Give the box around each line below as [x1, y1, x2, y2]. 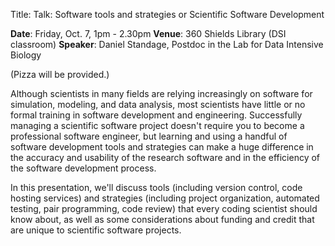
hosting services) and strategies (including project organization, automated [10, 192, 320, 204]
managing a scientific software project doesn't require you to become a [10, 120, 305, 131]
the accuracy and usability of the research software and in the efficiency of [10, 152, 321, 163]
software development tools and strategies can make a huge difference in [10, 141, 314, 153]
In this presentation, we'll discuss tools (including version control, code [10, 182, 303, 193]
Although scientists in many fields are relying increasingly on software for [10, 88, 313, 99]
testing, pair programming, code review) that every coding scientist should [10, 203, 318, 214]
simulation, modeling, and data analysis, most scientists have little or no [10, 99, 306, 110]
